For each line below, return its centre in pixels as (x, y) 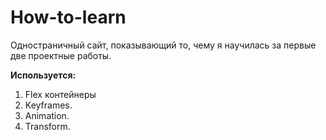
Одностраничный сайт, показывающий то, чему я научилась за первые (163, 45)
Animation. (47, 115)
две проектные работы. (61, 55)
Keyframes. (48, 105)
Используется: (43, 75)
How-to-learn (68, 17)
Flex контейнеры (60, 94)
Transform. (47, 126)
